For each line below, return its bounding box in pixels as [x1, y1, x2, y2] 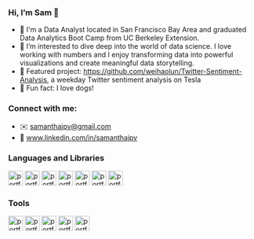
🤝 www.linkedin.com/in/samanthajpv [19, 133, 138, 142]
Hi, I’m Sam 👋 [8, 7, 60, 18]
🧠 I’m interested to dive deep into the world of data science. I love [19, 42, 232, 51]
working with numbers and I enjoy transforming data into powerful [19, 50, 234, 60]
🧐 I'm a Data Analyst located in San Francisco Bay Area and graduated [19, 25, 247, 35]
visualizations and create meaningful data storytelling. [19, 58, 194, 68]
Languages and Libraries [8, 153, 104, 164]
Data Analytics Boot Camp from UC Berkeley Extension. [19, 33, 200, 42]
